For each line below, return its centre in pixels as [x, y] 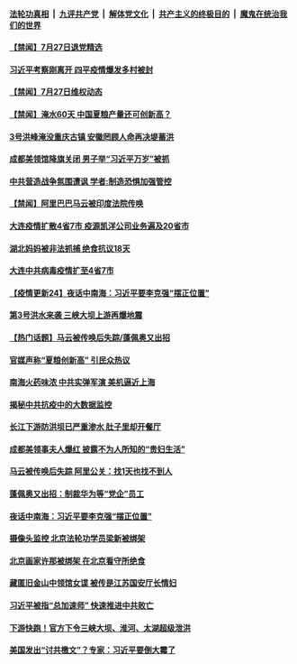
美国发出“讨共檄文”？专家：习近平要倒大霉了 [93, 650]
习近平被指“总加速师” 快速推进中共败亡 [82, 605]
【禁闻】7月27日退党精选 [56, 47]
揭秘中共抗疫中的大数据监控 [61, 404]
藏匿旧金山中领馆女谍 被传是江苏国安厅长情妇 [93, 583]
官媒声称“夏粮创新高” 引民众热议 [70, 360]
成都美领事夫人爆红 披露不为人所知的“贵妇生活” [98, 449]
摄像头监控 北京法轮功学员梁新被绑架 [77, 539]
